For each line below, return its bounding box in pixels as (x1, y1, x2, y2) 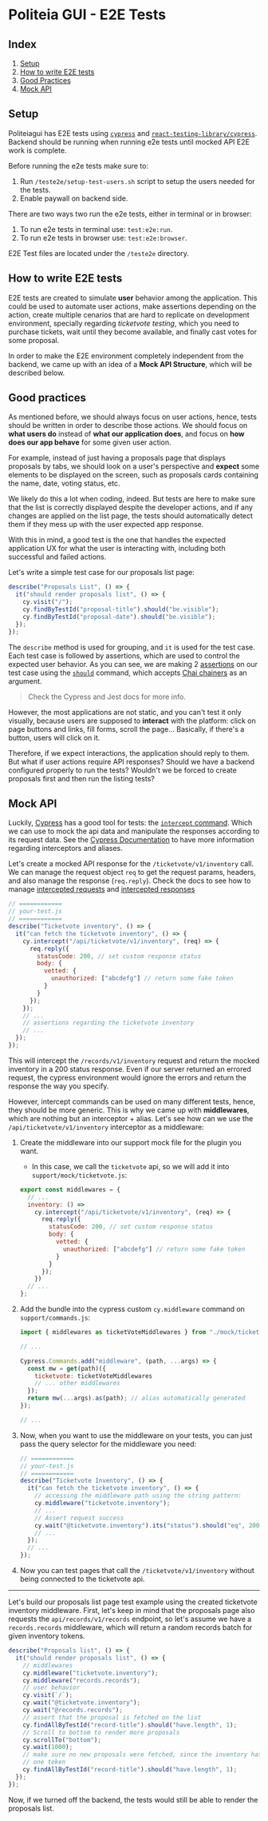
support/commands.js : (19, 1313, 90, 1322)
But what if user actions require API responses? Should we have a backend (8, 757, 255, 766)
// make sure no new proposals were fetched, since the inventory (22, 1751, 248, 1759)
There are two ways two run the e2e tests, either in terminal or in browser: (8, 209, 252, 218)
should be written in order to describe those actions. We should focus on (8, 421, 248, 430)
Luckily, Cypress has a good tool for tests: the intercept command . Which (8, 818, 253, 828)
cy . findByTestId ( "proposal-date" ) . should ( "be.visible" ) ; (22, 613, 216, 621)
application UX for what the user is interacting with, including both (8, 544, 226, 553)
